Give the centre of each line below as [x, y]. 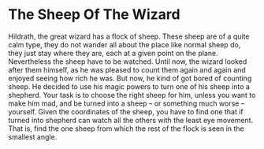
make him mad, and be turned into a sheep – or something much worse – [126, 103]
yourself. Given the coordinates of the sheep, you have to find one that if [126, 111]
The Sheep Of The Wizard [94, 15]
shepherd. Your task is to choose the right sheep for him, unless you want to [132, 95]
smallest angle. [33, 136]
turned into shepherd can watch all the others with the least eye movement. [131, 120]
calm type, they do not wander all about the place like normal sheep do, [125, 44]
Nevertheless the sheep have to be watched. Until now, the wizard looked [128, 61]
